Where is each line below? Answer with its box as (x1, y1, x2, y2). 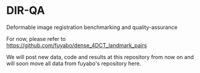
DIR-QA (6, 4, 46, 17)
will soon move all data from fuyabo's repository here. (6, 60, 142, 67)
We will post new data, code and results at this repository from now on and (6, 53, 195, 60)
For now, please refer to (6, 35, 66, 42)
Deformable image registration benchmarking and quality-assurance (6, 24, 178, 31)
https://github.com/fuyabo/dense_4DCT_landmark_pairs (6, 42, 147, 49)
